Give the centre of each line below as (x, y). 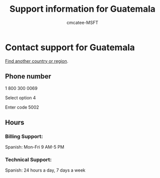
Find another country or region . (37, 61)
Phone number (28, 77)
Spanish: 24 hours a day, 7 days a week (45, 170)
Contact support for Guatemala (70, 47)
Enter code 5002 (22, 107)
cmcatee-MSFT (82, 22)
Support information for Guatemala (82, 9)
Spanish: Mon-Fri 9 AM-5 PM (35, 147)
